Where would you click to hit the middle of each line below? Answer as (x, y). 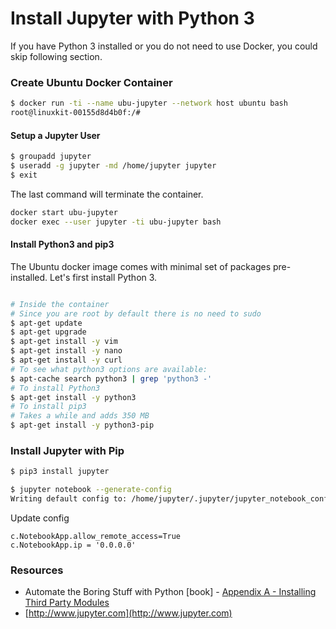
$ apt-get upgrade (48, 332)
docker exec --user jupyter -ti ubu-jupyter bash (116, 222)
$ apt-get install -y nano (66, 351)
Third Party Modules (67, 603)
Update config (40, 518)
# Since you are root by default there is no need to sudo (136, 313)
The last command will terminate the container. (107, 194)
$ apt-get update (46, 323)
